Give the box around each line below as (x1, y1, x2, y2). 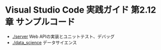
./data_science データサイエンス (12, 39, 77, 45)
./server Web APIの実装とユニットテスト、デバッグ (12, 33, 115, 39)
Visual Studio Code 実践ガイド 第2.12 (5, 4, 156, 16)
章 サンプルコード (5, 17, 76, 28)
